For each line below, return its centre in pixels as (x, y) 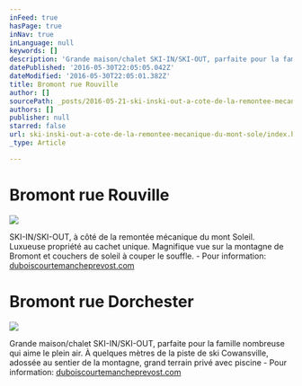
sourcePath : (31, 101)
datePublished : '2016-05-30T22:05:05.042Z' (92, 68)
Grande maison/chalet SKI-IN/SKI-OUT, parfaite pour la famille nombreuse (147, 343)
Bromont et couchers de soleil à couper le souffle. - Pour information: (138, 256)
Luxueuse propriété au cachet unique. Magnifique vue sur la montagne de (147, 246)
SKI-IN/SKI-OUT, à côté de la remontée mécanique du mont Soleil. (132, 237)
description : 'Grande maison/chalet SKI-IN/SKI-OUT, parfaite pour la (144, 59)
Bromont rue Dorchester (102, 301)
